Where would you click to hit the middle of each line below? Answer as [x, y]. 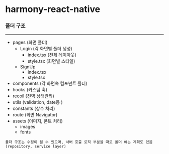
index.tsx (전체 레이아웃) [52, 55]
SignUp [28, 67]
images [28, 127]
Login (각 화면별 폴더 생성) [46, 49]
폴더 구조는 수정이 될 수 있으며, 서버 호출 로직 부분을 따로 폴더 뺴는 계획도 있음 [79, 142]
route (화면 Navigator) [35, 115]
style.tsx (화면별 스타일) [51, 61]
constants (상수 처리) [34, 108]
